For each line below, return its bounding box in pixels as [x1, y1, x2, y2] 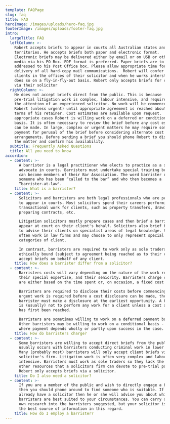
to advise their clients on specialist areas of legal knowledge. [18, 228, 162, 233]
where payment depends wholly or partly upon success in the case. [18, 326, 164, 331]
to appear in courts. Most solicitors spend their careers [18, 200, 146, 205]
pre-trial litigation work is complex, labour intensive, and [14, 97, 148, 102]
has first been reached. [18, 308, 71, 313]
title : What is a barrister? [14, 186, 76, 191]
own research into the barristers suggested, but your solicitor [18, 401, 159, 406]
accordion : [5, 153, 28, 158]
